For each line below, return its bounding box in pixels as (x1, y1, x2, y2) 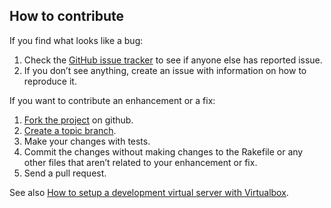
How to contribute (9, 8, 125, 25)
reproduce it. (23, 75, 77, 87)
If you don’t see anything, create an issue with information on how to (23, 64, 307, 76)
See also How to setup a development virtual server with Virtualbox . (9, 186, 289, 198)
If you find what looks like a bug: (9, 34, 144, 46)
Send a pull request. (23, 167, 107, 179)
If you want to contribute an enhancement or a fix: (9, 94, 216, 106)
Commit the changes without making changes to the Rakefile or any (23, 145, 304, 158)
